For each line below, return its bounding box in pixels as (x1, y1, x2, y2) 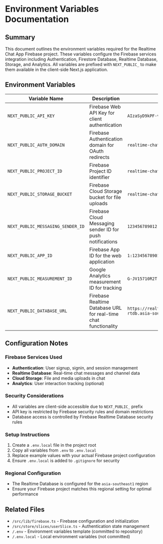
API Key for (89, 109, 115, 116)
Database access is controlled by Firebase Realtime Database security (12, 414, 153, 420)
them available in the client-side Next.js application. (5, 67, 108, 72)
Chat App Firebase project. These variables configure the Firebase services (5, 51, 157, 57)
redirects (89, 154, 110, 160)
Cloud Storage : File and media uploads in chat (12, 375, 105, 381)
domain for (89, 141, 114, 148)
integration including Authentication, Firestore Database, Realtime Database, (5, 56, 158, 62)
